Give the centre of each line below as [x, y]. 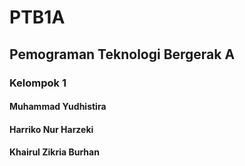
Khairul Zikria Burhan [54, 152]
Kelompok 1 [38, 83]
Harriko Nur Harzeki [51, 129]
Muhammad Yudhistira [58, 107]
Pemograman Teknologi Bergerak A [122, 54]
